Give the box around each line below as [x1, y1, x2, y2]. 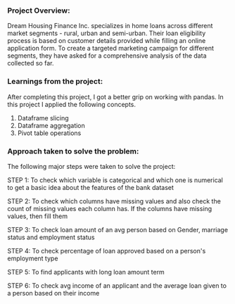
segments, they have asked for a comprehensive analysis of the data [7, 51, 207, 60]
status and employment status [7, 233, 95, 241]
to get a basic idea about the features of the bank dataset [7, 183, 174, 191]
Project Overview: [7, 6, 70, 15]
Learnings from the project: [7, 77, 103, 87]
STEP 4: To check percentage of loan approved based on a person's [7, 246, 206, 255]
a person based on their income [7, 289, 100, 297]
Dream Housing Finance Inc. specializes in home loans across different [7, 22, 213, 30]
